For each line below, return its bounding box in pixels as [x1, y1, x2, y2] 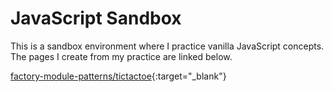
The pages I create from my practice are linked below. [10, 50, 233, 62]
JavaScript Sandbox [10, 7, 182, 30]
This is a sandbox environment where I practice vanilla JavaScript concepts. [10, 40, 325, 52]
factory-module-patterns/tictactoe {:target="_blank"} [10, 70, 227, 82]
